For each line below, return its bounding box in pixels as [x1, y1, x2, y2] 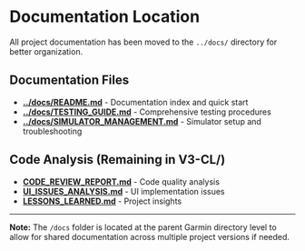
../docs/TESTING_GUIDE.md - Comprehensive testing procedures [22, 106, 272, 117]
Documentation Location [9, 6, 201, 27]
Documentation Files [9, 73, 130, 88]
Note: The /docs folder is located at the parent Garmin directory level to [9, 221, 277, 233]
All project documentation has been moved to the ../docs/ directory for [9, 36, 278, 47]
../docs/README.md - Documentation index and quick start [22, 96, 249, 107]
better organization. [9, 45, 84, 56]
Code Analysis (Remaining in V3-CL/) [9, 152, 226, 167]
